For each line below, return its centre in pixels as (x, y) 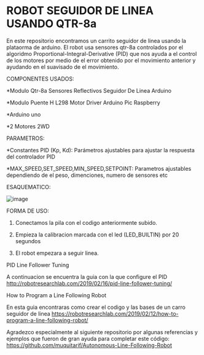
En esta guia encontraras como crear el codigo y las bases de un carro (96, 307)
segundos (28, 241)
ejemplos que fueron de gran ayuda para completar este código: (88, 338)
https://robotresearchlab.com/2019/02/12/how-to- (115, 313)
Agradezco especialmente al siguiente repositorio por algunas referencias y (102, 332)
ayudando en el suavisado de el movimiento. (63, 67)
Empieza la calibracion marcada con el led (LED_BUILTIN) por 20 (97, 235)
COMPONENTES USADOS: (40, 79)
